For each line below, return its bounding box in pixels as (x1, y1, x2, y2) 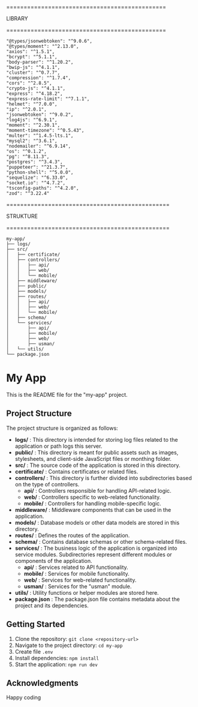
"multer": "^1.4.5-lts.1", (6, 133, 74, 139)
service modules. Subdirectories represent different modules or (14, 550, 172, 558)
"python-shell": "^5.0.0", (6, 169, 74, 175)
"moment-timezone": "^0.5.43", (6, 127, 85, 133)
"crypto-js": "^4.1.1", (6, 85, 66, 91)
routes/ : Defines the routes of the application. (14, 532, 130, 539)
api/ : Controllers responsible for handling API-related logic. (23, 487, 172, 494)
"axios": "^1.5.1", (6, 49, 55, 55)
